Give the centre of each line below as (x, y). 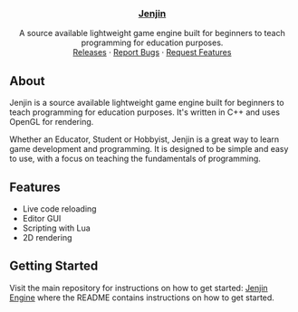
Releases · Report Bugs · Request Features (152, 52)
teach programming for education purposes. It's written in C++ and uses (145, 112)
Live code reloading (59, 208)
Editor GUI (42, 218)
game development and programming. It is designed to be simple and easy (149, 149)
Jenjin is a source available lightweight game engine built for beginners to (147, 103)
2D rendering (47, 237)
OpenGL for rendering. (52, 122)
